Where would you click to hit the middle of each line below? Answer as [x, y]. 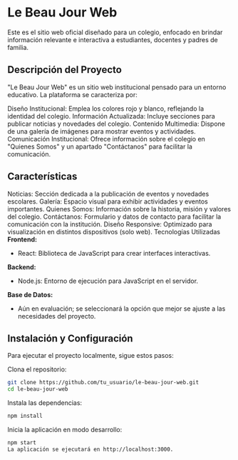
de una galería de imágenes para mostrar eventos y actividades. [102, 131]
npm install [25, 416]
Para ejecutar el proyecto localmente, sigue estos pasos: [91, 356]
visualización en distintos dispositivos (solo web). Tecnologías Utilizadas [114, 231]
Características [42, 177]
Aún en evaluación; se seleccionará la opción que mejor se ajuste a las [121, 309]
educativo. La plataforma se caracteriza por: [72, 94]
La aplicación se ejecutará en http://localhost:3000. [90, 449]
